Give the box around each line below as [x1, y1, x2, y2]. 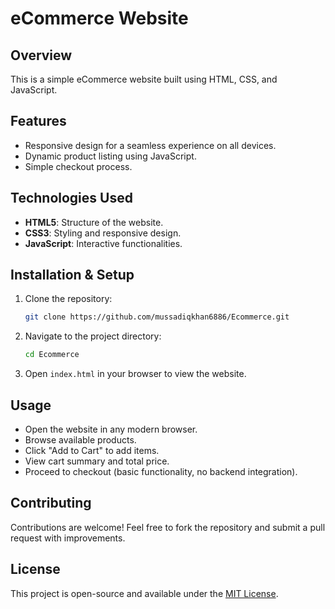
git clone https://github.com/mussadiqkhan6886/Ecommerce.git [24, 312, 290, 322]
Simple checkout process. [24, 160, 133, 172]
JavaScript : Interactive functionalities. [24, 237, 183, 249]
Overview [10, 47, 73, 64]
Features [10, 113, 67, 130]
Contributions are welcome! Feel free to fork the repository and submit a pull [10, 521, 326, 533]
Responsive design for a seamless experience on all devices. [24, 139, 277, 151]
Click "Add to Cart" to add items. [24, 445, 160, 456]
